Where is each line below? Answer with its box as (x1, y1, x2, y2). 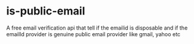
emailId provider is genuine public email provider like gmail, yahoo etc (6, 30, 181, 37)
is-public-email (6, 4, 85, 18)
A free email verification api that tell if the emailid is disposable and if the (6, 24, 188, 31)
